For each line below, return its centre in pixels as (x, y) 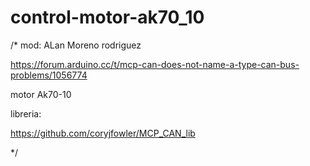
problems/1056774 (49, 75)
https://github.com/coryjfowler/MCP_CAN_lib (103, 133)
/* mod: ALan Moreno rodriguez (76, 45)
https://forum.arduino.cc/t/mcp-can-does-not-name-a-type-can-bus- (155, 64)
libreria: (26, 113)
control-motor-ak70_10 (107, 17)
